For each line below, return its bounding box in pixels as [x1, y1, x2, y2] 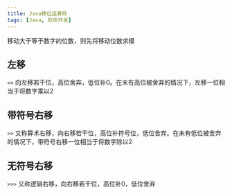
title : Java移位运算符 [7, 10, 68, 17]
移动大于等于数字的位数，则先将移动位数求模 [7, 36, 135, 45]
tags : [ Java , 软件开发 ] [7, 17, 71, 24]
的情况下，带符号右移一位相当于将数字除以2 [7, 138, 133, 146]
